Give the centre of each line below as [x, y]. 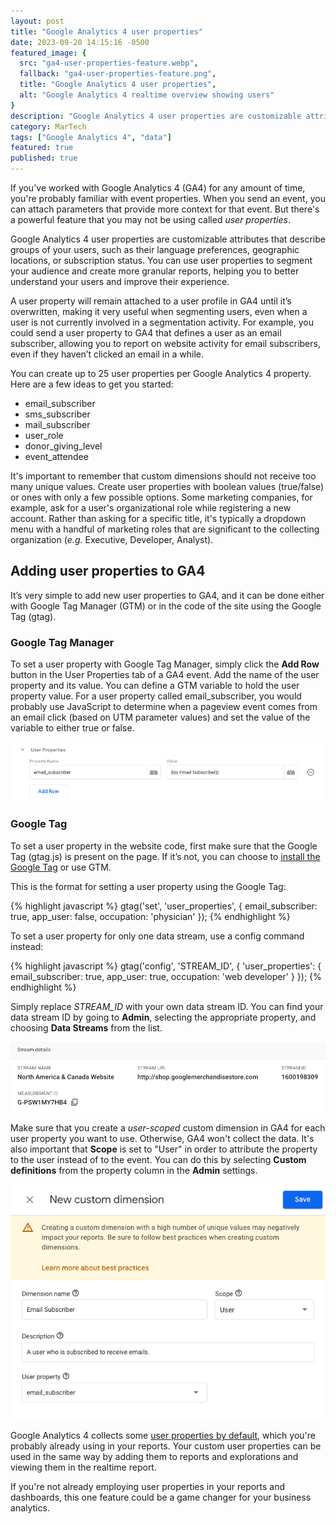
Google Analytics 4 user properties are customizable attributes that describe [168, 239]
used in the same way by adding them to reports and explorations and [154, 1457]
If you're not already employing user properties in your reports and [148, 1487]
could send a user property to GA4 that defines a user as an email [146, 333]
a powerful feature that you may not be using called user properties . [151, 219]
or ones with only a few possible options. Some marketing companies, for [161, 497]
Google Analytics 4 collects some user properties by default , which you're [163, 1436]
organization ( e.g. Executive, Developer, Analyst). [112, 539]
